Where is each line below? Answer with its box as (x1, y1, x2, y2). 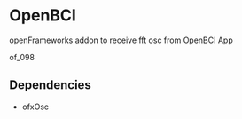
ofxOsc (21, 101, 50, 112)
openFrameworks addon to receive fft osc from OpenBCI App (9, 35, 233, 45)
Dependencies (9, 77, 91, 93)
